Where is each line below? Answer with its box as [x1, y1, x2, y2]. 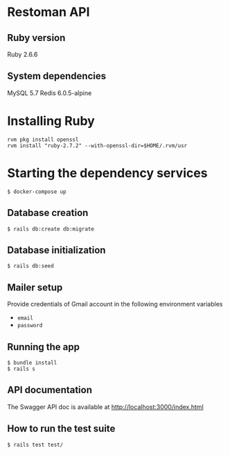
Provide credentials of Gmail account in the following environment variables [7, 300, 223, 308]
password [17, 322, 43, 329]
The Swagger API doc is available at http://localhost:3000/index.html [7, 402, 204, 411]
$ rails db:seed [7, 263, 54, 270]
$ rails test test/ [7, 441, 64, 448]
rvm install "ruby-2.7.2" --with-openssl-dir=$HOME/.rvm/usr [7, 142, 188, 149]
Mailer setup [7, 281, 63, 293]
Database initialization [7, 244, 106, 256]
